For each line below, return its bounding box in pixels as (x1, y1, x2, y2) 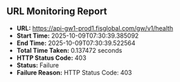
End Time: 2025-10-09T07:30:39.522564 (16, 38, 136, 47)
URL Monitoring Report (6, 6, 108, 17)
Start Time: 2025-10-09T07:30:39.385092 (16, 31, 139, 40)
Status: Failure (16, 60, 60, 69)
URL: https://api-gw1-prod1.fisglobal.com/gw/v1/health (16, 24, 174, 32)
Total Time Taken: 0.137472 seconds (16, 46, 123, 54)
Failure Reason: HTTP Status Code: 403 (16, 68, 132, 76)
